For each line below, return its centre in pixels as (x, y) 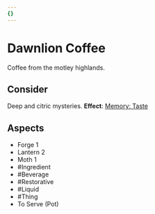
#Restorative (35, 182)
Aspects (26, 128)
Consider (28, 89)
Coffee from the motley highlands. (56, 68)
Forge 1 (28, 145)
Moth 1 (27, 160)
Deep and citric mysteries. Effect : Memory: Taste (77, 106)
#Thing (27, 197)
